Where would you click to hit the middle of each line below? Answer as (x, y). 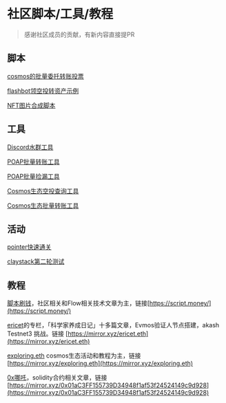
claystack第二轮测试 (36, 261)
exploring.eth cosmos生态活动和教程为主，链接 (74, 356)
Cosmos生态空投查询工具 (43, 190)
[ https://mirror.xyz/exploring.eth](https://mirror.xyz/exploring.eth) (100, 363)
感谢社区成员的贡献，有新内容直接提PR (79, 34)
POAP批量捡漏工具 (33, 176)
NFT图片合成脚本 (31, 105)
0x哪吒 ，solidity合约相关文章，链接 (57, 378)
